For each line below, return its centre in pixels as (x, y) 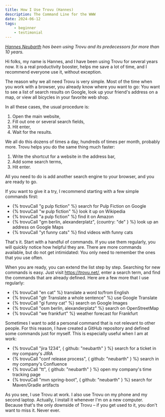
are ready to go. (21, 182)
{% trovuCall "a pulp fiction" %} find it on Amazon (63, 217)
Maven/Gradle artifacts (35, 385)
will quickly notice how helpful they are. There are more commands (73, 247)
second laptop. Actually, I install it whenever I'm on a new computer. (74, 400)
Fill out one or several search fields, (49, 122)
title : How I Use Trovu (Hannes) (39, 10)
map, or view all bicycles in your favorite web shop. (57, 97)
